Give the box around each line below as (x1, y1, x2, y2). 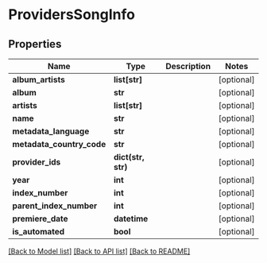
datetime (114, 213, 149, 224)
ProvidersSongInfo (8, 6, 135, 24)
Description (165, 61, 211, 72)
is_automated (12, 226, 65, 237)
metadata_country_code (12, 139, 106, 149)
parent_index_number (12, 200, 98, 211)
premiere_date (12, 213, 69, 224)
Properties (8, 37, 62, 51)
